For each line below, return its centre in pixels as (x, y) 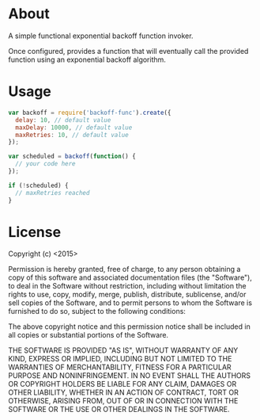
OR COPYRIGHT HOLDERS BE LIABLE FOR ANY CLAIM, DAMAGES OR (122, 384)
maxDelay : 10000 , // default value (74, 128)
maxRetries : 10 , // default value (72, 135)
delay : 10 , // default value (63, 120)
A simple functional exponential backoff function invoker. (101, 36)
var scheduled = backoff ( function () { (72, 157)
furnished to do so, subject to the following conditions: (97, 311)
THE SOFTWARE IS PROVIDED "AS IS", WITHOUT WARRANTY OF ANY (123, 350)
